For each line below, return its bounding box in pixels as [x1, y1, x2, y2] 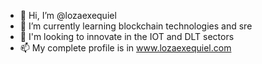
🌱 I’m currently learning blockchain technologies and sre [19, 20, 253, 32]
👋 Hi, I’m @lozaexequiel [19, 10, 117, 21]
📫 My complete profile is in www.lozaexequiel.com [19, 42, 232, 54]
